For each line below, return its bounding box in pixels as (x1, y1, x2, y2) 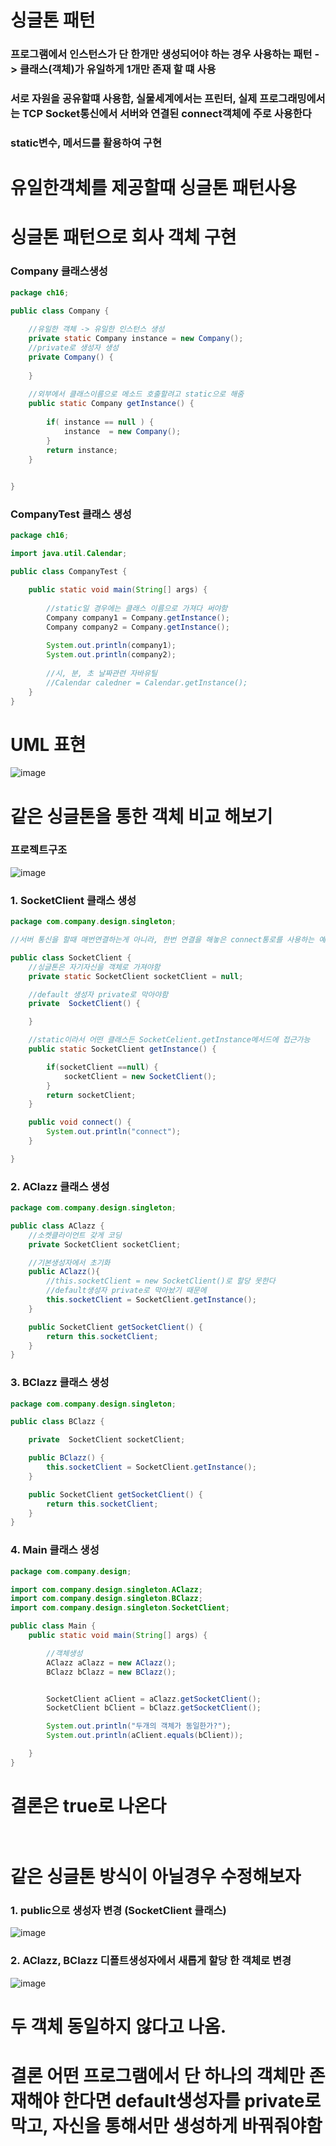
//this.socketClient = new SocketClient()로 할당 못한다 (46, 1276, 276, 1286)
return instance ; (46, 445, 118, 455)
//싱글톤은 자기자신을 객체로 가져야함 (28, 962, 161, 972)
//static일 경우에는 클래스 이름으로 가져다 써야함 (46, 603, 228, 613)
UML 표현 (10, 733, 87, 756)
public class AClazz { (10, 1221, 105, 1231)
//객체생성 (46, 1648, 83, 1658)
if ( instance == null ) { (46, 417, 155, 427)
